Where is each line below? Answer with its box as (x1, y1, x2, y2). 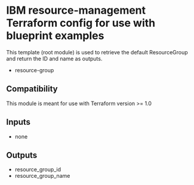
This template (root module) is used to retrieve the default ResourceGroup (6, 48, 188, 55)
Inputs (6, 117, 31, 127)
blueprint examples (6, 29, 104, 42)
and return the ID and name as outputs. (6, 55, 103, 62)
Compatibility (6, 84, 58, 94)
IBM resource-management (6, 4, 146, 17)
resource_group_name (14, 172, 70, 180)
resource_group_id (14, 166, 61, 173)
